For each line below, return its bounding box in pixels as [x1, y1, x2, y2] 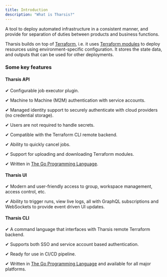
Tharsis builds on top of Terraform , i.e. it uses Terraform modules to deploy [5, 41, 160, 47]
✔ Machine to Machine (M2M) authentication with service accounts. [5, 97, 146, 103]
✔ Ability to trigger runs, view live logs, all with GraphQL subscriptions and [5, 198, 159, 204]
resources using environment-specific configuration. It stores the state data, [5, 46, 162, 52]
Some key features [5, 64, 52, 71]
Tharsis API [5, 76, 30, 83]
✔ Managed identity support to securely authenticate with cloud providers [5, 107, 158, 113]
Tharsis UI [5, 172, 27, 178]
